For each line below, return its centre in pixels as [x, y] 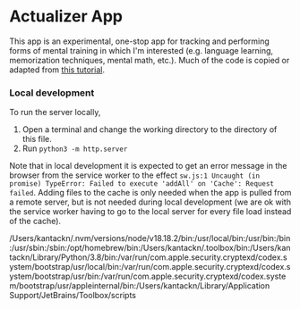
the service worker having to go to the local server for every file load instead [150, 212]
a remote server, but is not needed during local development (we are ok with [150, 202]
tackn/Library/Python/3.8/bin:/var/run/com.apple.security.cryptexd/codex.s [149, 257]
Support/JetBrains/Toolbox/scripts [73, 296]
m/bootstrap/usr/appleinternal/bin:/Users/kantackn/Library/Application [140, 286]
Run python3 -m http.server [75, 148]
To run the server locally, [55, 113]
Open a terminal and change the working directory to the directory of [150, 129]
